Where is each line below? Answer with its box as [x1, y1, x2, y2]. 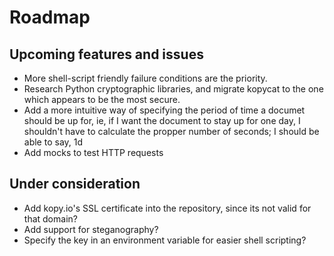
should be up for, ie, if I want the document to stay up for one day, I [23, 115, 301, 126]
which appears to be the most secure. [23, 94, 181, 105]
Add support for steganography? [23, 223, 159, 235]
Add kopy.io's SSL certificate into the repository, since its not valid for [23, 202, 312, 214]
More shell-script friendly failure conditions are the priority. [23, 72, 268, 84]
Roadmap [9, 6, 91, 29]
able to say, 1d [23, 136, 84, 148]
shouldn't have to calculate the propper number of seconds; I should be [23, 126, 320, 137]
